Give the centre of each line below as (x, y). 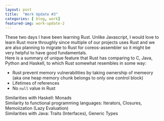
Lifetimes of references (36, 83)
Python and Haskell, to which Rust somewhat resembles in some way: (76, 63)
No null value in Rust (34, 88)
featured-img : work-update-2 (35, 23)
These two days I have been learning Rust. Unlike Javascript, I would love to (82, 37)
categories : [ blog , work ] (33, 19)
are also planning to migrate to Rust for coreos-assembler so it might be (78, 48)
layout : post (18, 10)
